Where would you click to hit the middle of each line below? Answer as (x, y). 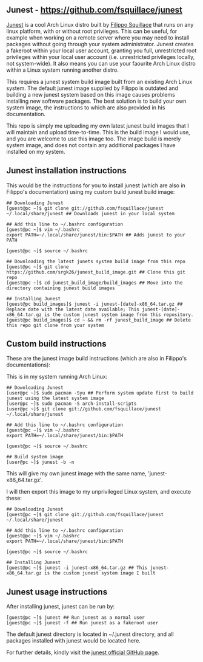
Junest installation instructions (67, 171)
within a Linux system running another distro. (63, 70)
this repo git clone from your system (55, 325)
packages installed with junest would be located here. (73, 641)
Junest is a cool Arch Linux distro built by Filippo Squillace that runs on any (100, 24)
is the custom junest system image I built (100, 573)
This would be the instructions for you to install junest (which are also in (96, 185)
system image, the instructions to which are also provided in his (86, 107)
